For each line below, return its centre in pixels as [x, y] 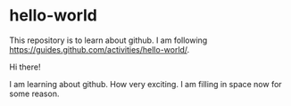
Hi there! [25, 67]
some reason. [34, 94]
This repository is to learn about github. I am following [108, 40]
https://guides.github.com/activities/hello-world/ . [100, 49]
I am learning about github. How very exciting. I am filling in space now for [146, 84]
